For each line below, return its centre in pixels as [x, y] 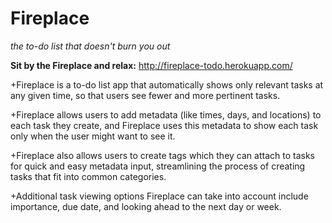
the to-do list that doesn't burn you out [90, 46]
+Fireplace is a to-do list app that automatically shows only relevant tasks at [167, 84]
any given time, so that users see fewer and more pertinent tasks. [145, 95]
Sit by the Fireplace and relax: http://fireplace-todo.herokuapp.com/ [151, 65]
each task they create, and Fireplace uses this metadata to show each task [164, 125]
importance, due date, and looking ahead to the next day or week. [146, 206]
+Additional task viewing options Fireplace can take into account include [159, 196]
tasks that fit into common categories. [88, 176]
